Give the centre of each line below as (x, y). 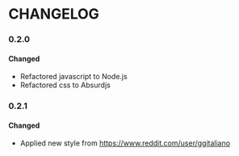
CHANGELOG (54, 14)
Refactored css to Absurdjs (65, 85)
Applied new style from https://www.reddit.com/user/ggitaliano (125, 143)
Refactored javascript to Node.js (73, 77)
